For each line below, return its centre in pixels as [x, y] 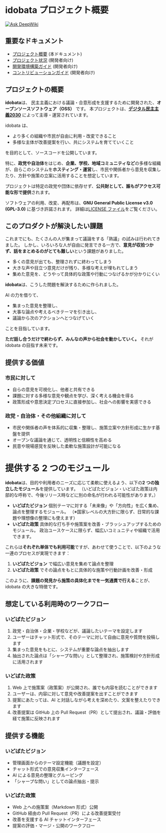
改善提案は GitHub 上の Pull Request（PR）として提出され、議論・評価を [86, 712]
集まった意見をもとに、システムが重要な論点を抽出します [71, 649]
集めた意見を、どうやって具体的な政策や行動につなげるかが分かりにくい [86, 274]
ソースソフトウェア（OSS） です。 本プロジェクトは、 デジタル [82, 108]
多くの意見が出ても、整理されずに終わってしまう [62, 262]
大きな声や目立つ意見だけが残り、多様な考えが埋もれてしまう [75, 268]
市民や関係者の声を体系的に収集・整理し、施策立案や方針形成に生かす [84, 428]
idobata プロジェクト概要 [57, 10]
